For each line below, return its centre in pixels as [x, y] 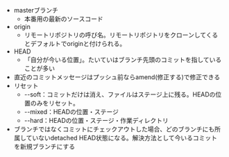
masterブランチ [36, 10]
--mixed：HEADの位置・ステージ [71, 112]
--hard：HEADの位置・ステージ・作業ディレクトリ [96, 121]
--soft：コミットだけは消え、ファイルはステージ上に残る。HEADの [120, 94]
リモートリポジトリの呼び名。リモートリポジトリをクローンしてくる [121, 35]
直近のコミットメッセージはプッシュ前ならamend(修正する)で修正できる [117, 77]
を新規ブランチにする [44, 147]
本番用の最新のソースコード [63, 19]
